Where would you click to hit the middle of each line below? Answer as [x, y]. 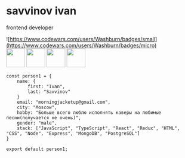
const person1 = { [29, 76]
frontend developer [30, 27]
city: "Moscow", [37, 107]
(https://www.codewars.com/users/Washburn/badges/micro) [81, 45]
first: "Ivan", [47, 86]
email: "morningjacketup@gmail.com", [64, 102]
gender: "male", [37, 123]
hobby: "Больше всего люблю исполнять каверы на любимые [89, 112]
